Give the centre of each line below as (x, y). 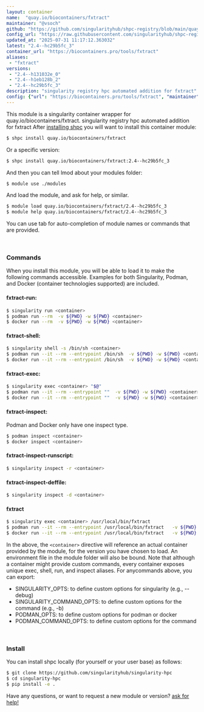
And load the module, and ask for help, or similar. (68, 195)
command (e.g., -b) (39, 608)
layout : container (29, 12)
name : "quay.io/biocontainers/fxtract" (58, 18)
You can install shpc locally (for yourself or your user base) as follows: (94, 662)
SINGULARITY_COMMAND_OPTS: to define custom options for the (98, 601)
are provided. (23, 230)
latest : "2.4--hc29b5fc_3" (40, 46)
